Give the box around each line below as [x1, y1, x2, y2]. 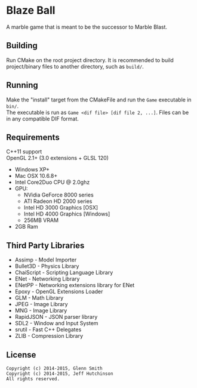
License [6, 350, 36, 360]
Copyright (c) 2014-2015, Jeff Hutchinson [6, 371, 113, 377]
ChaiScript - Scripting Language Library [14, 269, 113, 276]
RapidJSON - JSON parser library [14, 313, 98, 321]
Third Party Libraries [6, 240, 85, 251]
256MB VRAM [23, 217, 59, 224]
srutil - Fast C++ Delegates [14, 326, 82, 333]
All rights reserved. [6, 376, 60, 382]
